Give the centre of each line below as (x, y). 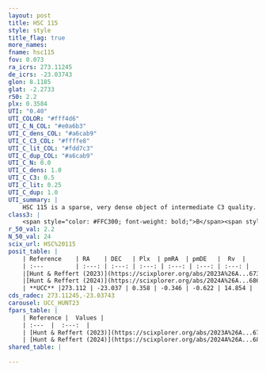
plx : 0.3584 (28, 104)
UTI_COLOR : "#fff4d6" (44, 119)
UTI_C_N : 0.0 (30, 163)
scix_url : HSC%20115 (42, 244)
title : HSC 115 (33, 23)
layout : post (30, 15)
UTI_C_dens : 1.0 (35, 170)
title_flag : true (37, 38)
